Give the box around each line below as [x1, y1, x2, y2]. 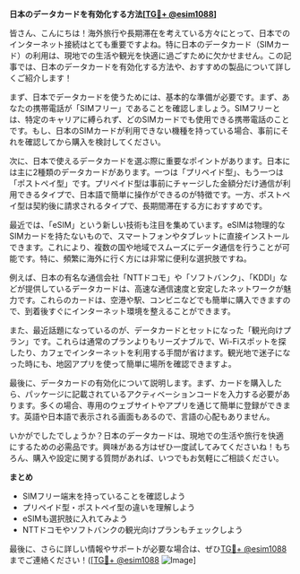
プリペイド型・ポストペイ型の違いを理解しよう [21, 502, 195, 512]
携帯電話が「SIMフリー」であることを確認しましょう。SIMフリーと [32, 103, 280, 113]
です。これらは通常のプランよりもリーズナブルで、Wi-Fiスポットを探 [32, 336, 287, 346]
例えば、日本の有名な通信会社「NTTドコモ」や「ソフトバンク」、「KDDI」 [9, 273, 280, 283]
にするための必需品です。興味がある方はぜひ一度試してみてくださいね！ [9, 441, 275, 452]
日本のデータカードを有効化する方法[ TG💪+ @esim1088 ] [9, 9, 218, 19]
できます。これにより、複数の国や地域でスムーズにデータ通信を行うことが [9, 242, 283, 252]
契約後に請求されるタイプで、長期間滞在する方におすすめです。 [32, 201, 268, 211]
